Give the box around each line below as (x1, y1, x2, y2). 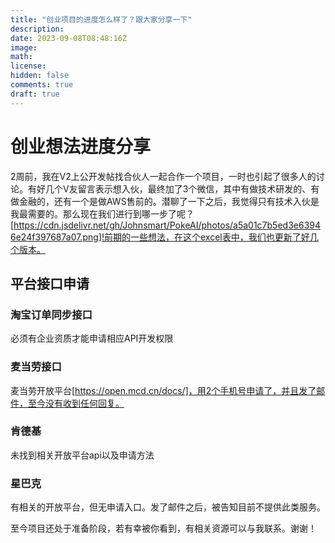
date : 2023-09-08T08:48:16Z (10, 33, 128, 43)
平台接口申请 (10, 275, 90, 292)
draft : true (10, 89, 60, 99)
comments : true (10, 80, 74, 90)
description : (10, 24, 65, 34)
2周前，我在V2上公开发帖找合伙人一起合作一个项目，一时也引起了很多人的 (10, 170, 317, 182)
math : (10, 52, 33, 62)
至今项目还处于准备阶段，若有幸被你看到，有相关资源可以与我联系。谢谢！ (10, 522, 317, 535)
